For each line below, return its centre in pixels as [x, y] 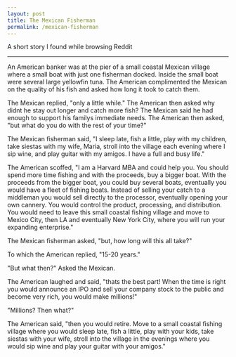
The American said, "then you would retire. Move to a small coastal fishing [115, 324]
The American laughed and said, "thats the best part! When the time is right [117, 282]
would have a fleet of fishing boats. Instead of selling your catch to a [106, 190]
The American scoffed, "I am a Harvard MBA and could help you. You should [118, 168]
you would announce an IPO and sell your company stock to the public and [116, 290]
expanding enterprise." [40, 227]
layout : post [26, 14]
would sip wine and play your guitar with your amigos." [87, 346]
